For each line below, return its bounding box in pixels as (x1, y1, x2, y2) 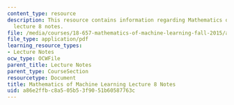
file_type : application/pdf (7, 36, 89, 43)
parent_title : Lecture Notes (7, 61, 92, 68)
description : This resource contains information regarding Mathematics (7, 17, 223, 23)
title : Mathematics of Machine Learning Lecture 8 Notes (7, 81, 176, 88)
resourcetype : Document (7, 74, 77, 82)
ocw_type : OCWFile (7, 55, 61, 62)
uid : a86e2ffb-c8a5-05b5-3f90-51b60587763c (7, 87, 136, 94)
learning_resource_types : (7, 42, 82, 49)
